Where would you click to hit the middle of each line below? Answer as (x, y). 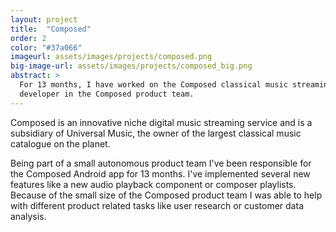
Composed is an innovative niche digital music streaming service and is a (161, 122)
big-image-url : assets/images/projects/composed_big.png (131, 66)
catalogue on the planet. (60, 143)
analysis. (28, 216)
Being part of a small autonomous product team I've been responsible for (161, 163)
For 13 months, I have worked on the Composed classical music (153, 85)
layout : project (44, 19)
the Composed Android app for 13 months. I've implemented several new (160, 173)
